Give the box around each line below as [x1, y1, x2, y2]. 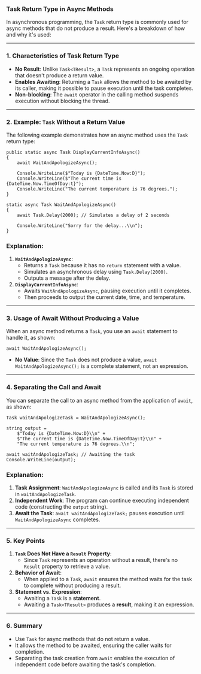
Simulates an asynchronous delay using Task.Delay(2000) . [23, 268, 168, 276]
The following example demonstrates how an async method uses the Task [6, 131, 188, 138]
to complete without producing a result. [23, 582, 121, 589]
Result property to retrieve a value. [23, 563, 111, 570]
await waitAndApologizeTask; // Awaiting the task [6, 451, 135, 457]
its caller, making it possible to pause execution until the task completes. [14, 84, 193, 92]
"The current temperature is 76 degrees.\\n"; [17, 441, 135, 447]
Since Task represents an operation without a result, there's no [23, 557, 178, 564]
